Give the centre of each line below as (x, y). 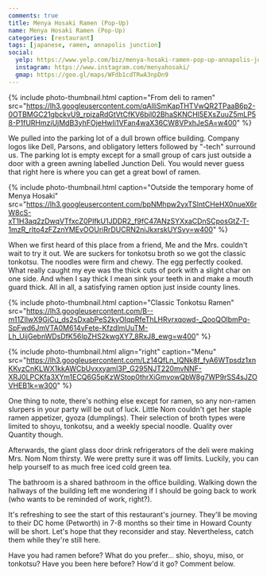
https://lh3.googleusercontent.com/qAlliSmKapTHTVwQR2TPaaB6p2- (141, 106)
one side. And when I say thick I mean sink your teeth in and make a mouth (131, 278)
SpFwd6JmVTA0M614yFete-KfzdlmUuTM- (78, 327)
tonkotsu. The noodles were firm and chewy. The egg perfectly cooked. (126, 261)
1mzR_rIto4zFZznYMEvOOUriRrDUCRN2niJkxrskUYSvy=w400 (110, 229)
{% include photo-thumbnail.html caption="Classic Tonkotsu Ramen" (121, 302)
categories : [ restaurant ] (51, 38)
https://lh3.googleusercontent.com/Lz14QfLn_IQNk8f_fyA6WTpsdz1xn (141, 360)
